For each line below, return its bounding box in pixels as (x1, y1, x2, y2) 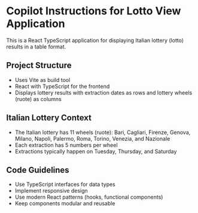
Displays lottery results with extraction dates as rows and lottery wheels (14, 89, 193, 96)
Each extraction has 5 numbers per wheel (14, 141, 118, 148)
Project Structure (6, 60, 72, 71)
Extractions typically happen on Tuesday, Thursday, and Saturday (14, 148, 177, 155)
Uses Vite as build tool (14, 76, 71, 83)
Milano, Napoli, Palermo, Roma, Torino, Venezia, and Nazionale (14, 135, 170, 142)
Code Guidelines (6, 165, 70, 175)
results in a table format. (6, 43, 66, 50)
